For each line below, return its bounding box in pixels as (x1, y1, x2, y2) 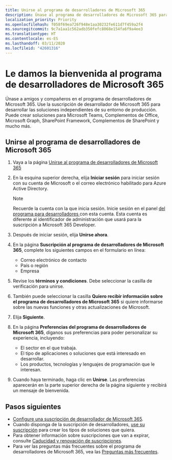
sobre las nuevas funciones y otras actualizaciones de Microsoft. (12, 304, 150, 310)
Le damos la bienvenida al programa (5, 68, 162, 79)
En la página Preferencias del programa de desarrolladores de (12, 324, 147, 330)
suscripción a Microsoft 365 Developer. (12, 222, 96, 228)
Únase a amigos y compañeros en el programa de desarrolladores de (5, 95, 152, 102)
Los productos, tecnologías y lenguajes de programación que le (20, 361, 155, 367)
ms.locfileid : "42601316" (5, 46, 60, 51)
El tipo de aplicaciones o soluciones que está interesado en (20, 350, 146, 356)
